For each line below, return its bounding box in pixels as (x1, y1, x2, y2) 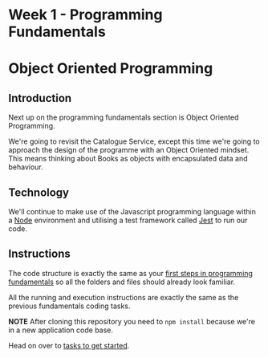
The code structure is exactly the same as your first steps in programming (8, 268, 253, 278)
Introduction (8, 91, 72, 105)
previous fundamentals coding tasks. (8, 301, 131, 311)
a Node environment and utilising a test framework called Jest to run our (8, 215, 248, 225)
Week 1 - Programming (8, 6, 163, 24)
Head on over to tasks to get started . (8, 340, 130, 350)
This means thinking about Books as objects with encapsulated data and (8, 154, 248, 164)
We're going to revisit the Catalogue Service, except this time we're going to (8, 136, 260, 146)
